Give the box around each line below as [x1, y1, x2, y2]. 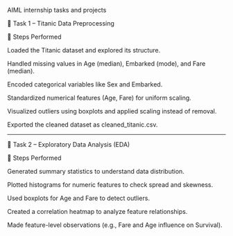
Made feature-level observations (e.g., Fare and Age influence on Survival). [7, 221, 223, 229]
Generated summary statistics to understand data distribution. [7, 167, 185, 175]
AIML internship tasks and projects [7, 6, 107, 14]
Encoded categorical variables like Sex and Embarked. [7, 80, 163, 89]
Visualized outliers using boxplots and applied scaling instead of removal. [7, 107, 217, 115]
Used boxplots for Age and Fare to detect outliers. [7, 194, 150, 202]
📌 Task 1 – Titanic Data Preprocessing [7, 19, 114, 27]
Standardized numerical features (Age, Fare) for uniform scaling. [7, 93, 192, 102]
